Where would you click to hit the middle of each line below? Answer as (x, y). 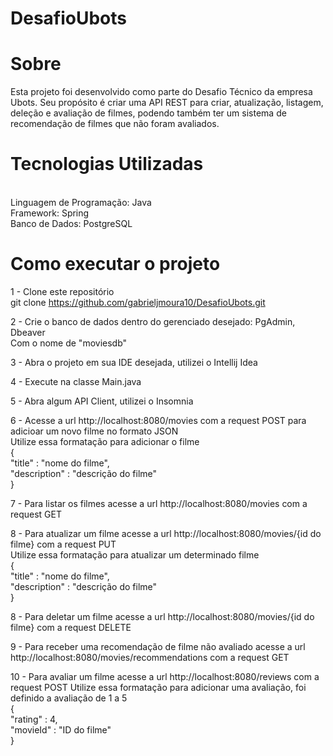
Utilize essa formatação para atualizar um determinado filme (135, 555)
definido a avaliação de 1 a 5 (69, 698)
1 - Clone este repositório (62, 291)
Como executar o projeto (115, 264)
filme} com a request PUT (63, 544)
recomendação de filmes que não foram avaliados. (115, 124)
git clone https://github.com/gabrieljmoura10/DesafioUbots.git (138, 302)
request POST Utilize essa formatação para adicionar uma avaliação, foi (158, 687)
